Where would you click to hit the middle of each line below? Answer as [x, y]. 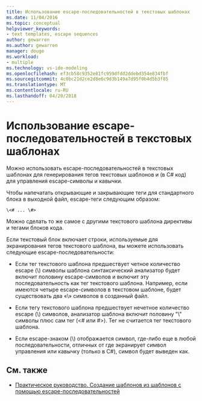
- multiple [20, 62]
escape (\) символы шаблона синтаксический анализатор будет [97, 270]
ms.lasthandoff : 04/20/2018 [42, 96]
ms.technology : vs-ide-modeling [47, 68]
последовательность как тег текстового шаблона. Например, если [101, 283]
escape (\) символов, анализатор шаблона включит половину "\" [98, 314]
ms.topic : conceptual [33, 23]
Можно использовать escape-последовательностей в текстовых [90, 168]
